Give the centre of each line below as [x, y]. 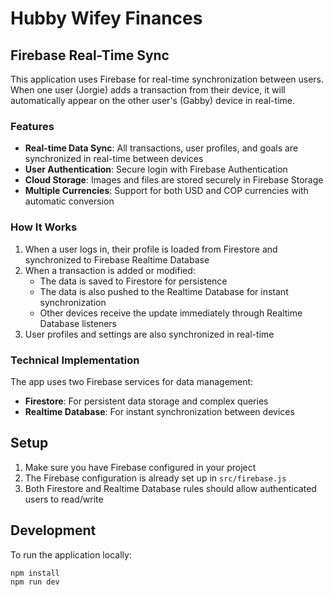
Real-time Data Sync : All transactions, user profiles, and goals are [161, 148]
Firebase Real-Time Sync [90, 55]
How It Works [44, 227]
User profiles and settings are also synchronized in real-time [149, 334]
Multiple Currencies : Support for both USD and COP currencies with [166, 191]
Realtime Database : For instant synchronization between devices [159, 411]
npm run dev [35, 582]
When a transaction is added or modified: [110, 270]
